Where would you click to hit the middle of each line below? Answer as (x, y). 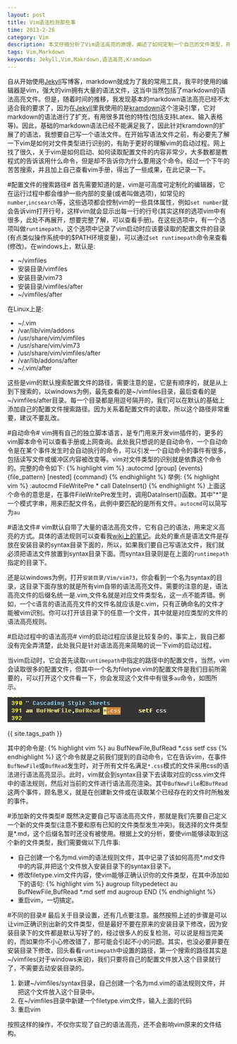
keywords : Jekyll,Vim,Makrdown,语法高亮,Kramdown (79, 60)
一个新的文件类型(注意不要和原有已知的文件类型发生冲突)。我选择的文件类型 (118, 825)
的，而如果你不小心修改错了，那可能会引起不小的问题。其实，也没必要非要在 (119, 941)
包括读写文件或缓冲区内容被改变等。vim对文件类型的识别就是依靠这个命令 (115, 459)
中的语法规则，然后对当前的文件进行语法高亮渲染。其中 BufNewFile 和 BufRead (117, 783)
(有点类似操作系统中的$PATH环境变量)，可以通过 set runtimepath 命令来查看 (117, 237)
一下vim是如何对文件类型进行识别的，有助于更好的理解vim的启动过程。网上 (117, 143)
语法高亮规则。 (29, 621)
